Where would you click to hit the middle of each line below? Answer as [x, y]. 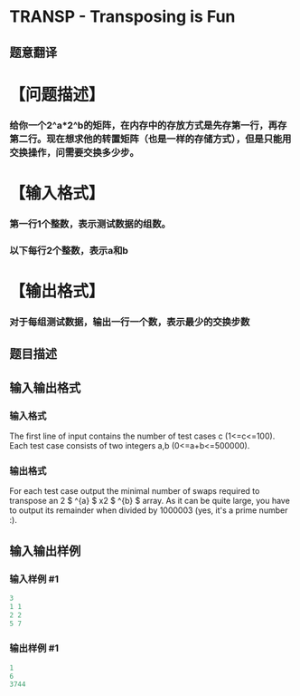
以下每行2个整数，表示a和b [69, 250]
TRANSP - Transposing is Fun [122, 17]
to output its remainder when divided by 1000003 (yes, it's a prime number [149, 510]
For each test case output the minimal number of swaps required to [135, 491]
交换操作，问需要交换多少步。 [75, 152]
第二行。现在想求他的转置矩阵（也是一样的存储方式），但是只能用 [150, 139]
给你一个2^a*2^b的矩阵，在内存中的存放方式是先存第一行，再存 [148, 125]
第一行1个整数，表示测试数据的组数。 [90, 224]
